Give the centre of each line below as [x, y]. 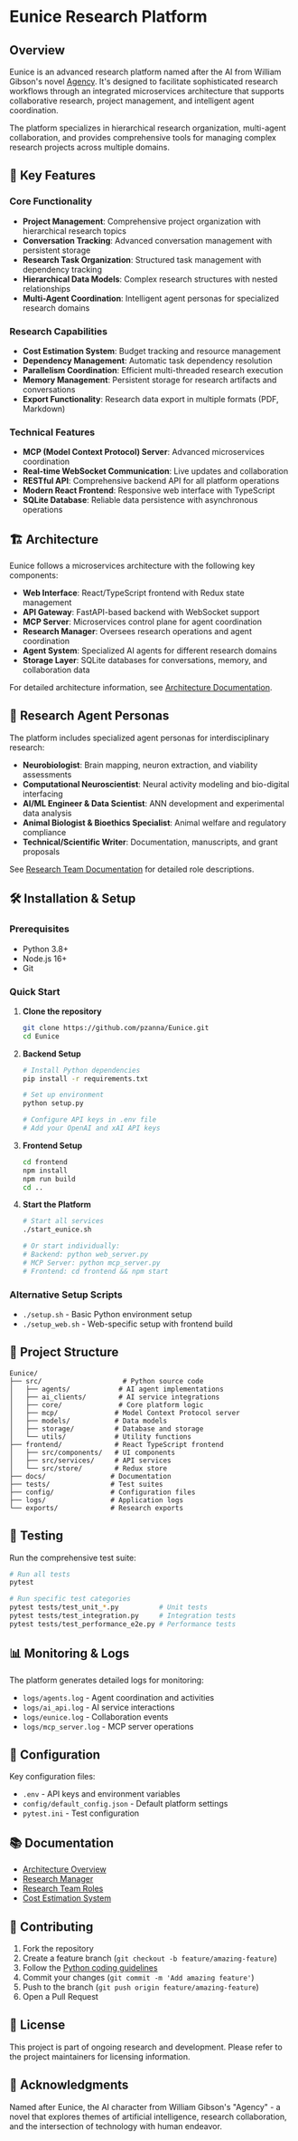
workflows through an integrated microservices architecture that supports [147, 91]
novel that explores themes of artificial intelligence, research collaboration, [148, 2117]
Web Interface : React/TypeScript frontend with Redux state [134, 593]
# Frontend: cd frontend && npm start [95, 1271]
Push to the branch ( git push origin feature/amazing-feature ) [140, 1987]
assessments [47, 774]
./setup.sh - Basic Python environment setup [107, 1314]
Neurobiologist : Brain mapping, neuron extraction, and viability [140, 765]
